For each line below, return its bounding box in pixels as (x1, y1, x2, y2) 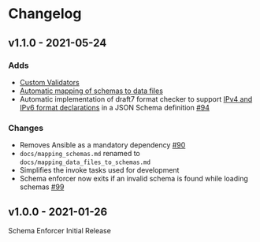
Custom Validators (19, 77, 80, 87)
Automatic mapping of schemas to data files (19, 86, 164, 95)
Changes (8, 122, 44, 133)
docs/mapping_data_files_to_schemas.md (19, 158, 151, 166)
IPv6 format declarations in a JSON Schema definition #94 (19, 102, 210, 112)
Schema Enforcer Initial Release (8, 225, 112, 235)
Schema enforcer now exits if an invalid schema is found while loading (19, 174, 248, 184)
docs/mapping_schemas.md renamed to (19, 149, 140, 158)
